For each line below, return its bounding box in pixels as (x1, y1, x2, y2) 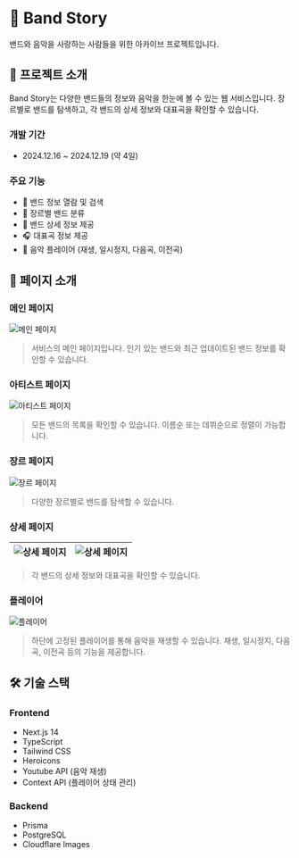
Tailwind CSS (21, 746, 71, 756)
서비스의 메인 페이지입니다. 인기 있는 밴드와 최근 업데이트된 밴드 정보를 (30, 343, 277, 354)
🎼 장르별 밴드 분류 (21, 208, 85, 219)
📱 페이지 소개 (9, 272, 78, 288)
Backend (9, 799, 49, 812)
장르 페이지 (9, 455, 54, 468)
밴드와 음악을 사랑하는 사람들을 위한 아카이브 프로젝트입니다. (9, 38, 220, 49)
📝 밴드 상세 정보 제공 (21, 219, 95, 230)
